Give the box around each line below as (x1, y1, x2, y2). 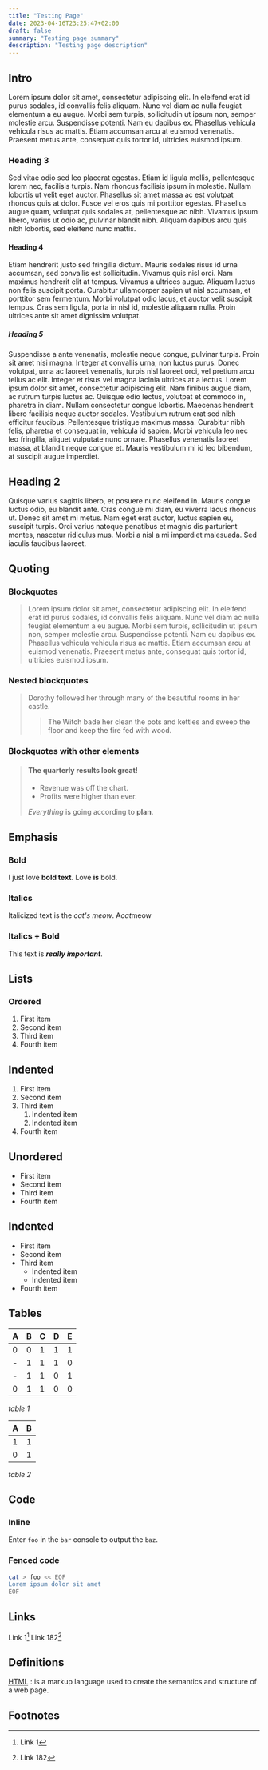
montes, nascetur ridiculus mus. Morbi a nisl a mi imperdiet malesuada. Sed (8, 530, 257, 540)
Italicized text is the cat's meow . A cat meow (8, 911, 152, 920)
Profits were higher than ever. (39, 791, 137, 801)
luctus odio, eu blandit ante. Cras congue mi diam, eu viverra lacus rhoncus (8, 505, 257, 515)
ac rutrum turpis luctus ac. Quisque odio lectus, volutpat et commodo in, (8, 392, 246, 402)
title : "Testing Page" (8, 11, 84, 20)
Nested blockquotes (8, 675, 89, 686)
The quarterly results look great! (27, 765, 138, 775)
